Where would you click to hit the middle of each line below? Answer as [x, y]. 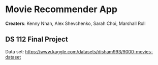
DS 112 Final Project [37, 39]
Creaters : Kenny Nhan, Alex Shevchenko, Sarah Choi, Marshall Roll [75, 23]
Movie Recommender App [61, 9]
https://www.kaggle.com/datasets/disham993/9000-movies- [89, 51]
